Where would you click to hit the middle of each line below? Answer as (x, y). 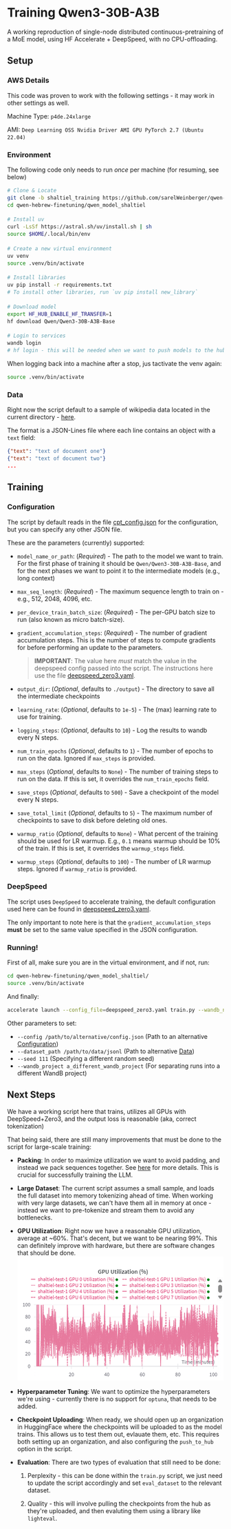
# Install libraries (37, 278)
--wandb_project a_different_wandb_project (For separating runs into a (119, 1066)
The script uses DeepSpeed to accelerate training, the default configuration (111, 902)
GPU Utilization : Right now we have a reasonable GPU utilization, (109, 1231)
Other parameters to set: (42, 1023)
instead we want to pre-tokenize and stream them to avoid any (106, 1210)
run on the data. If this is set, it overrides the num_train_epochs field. (113, 779)
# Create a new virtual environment (59, 249)
